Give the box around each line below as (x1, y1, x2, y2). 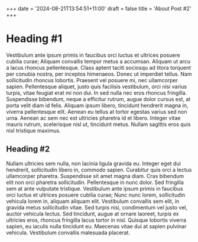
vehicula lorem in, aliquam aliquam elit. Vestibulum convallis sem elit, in (6, 198, 180, 205)
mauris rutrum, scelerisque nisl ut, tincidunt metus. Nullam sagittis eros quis (6, 121, 191, 128)
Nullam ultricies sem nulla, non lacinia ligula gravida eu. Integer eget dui (6, 160, 181, 167)
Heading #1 (6, 32, 63, 46)
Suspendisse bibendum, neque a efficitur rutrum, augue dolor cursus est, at (6, 95, 191, 102)
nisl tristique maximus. (6, 127, 61, 134)
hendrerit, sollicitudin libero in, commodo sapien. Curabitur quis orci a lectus (6, 166, 192, 173)
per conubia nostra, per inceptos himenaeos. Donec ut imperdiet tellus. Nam (6, 70, 192, 78)
